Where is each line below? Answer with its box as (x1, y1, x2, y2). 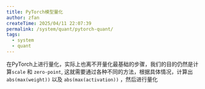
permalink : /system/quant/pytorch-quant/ (6, 26, 114, 32)
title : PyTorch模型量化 (6, 9, 63, 15)
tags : (6, 32, 20, 38)
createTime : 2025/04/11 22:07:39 (6, 20, 92, 26)
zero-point (33, 69, 62, 75)
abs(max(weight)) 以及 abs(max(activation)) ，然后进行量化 (6, 76, 158, 83)
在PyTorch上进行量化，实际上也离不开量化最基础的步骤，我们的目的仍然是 (6, 60, 193, 68)
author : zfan (6, 15, 40, 21)
